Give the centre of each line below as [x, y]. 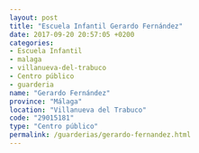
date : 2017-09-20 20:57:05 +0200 [72, 34]
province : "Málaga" [46, 101]
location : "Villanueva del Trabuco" [78, 110]
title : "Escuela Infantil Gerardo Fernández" [96, 26]
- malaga [26, 59]
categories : [32, 43]
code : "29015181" [42, 118]
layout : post [34, 18]
